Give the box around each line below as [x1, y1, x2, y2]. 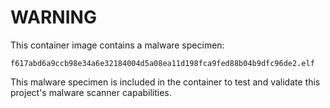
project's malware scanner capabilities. [10, 86, 172, 98]
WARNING [10, 6, 97, 29]
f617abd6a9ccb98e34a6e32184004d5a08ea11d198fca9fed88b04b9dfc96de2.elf [10, 58, 315, 68]
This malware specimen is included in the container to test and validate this [10, 76, 321, 88]
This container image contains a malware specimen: [10, 39, 225, 51]
